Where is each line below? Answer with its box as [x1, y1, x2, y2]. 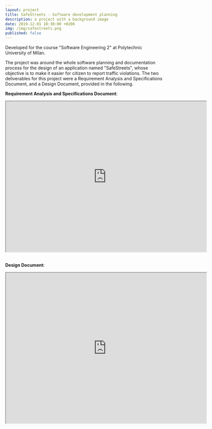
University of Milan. [5, 50, 46, 56]
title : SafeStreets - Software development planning [5, 12, 118, 17]
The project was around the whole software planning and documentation [5, 60, 156, 65]
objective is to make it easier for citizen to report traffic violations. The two [5, 70, 159, 76]
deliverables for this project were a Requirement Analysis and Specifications [5, 76, 163, 81]
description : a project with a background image [5, 17, 109, 22]
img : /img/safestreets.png [5, 26, 62, 31]
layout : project [5, 7, 39, 13]
